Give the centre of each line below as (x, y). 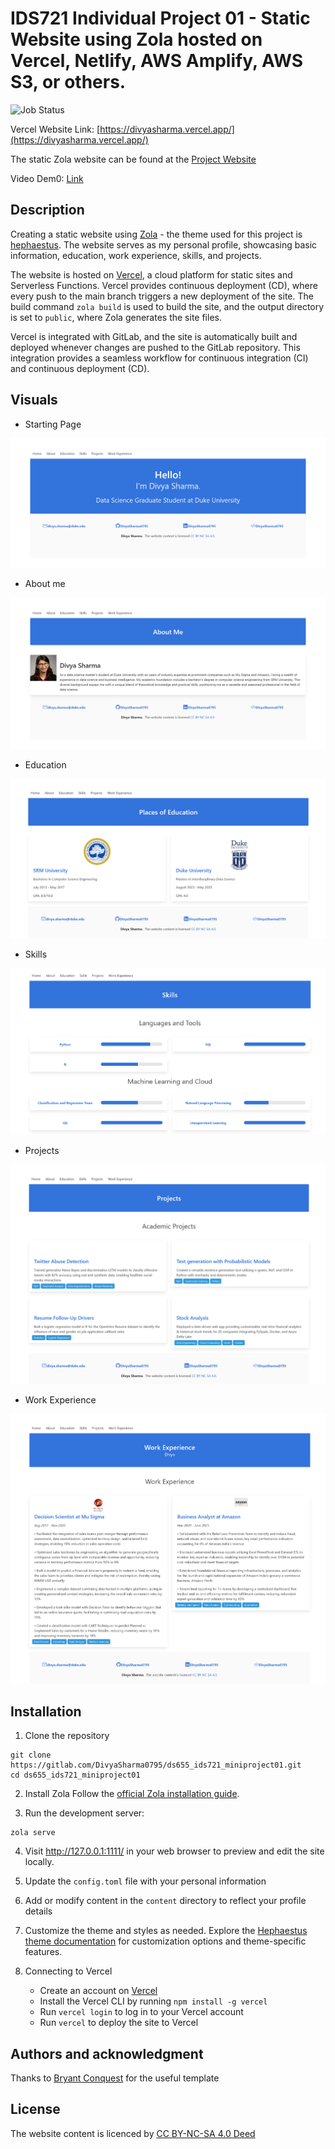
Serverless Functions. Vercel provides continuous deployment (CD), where (164, 285)
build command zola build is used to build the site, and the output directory (167, 306)
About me (45, 583)
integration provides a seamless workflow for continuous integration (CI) (159, 358)
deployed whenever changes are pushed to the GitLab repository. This (155, 347)
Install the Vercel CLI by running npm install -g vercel (153, 2001)
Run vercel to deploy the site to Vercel (119, 2023)
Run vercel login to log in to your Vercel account (141, 2012)
